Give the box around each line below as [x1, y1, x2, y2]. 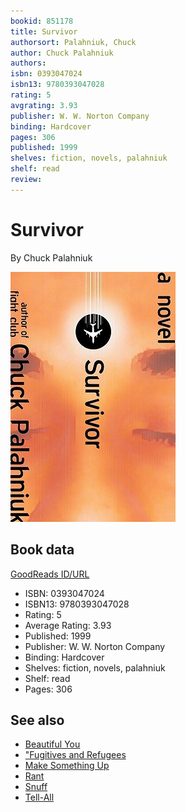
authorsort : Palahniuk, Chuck [10, 37, 137, 47]
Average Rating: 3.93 [24, 619, 112, 631]
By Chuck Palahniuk [10, 251, 93, 264]
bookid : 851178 [10, 16, 74, 26]
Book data [10, 541, 75, 559]
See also [10, 711, 65, 729]
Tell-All [24, 791, 55, 804]
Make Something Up [24, 760, 110, 772]
